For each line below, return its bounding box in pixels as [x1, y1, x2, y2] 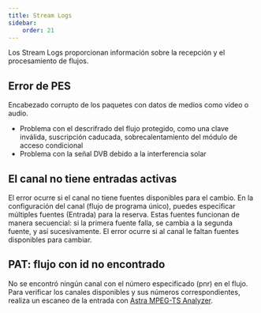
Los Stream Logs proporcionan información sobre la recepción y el [8, 48, 226, 58]
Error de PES [8, 79, 71, 92]
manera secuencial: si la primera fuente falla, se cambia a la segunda [8, 218, 233, 228]
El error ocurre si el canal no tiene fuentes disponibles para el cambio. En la [8, 193, 254, 202]
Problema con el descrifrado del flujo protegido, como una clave [19, 124, 229, 134]
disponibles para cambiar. [8, 235, 92, 244]
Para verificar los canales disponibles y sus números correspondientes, [8, 287, 240, 296]
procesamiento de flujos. [8, 56, 89, 66]
